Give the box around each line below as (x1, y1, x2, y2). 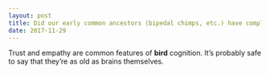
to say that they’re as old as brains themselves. (8, 56, 164, 66)
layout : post (8, 11, 52, 20)
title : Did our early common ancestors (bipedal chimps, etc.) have (8, 19, 243, 27)
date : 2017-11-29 (8, 26, 67, 34)
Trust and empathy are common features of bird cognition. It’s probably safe (8, 49, 262, 58)
